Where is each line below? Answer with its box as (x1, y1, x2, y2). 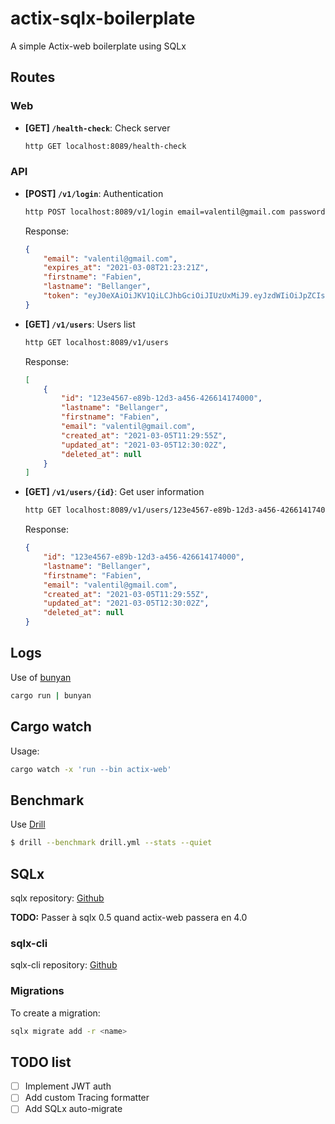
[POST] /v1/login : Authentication (24, 187, 164, 199)
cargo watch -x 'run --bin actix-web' (10, 764, 172, 774)
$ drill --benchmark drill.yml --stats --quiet (10, 838, 213, 848)
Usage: (10, 745, 40, 757)
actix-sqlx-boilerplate (10, 7, 196, 30)
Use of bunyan (10, 671, 72, 683)
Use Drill (10, 818, 46, 831)
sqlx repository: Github (10, 892, 105, 904)
